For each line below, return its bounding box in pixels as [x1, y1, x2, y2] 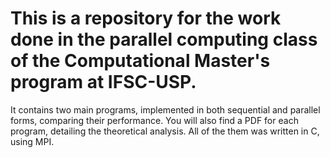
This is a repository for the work [10, 7, 282, 30]
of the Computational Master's [10, 50, 271, 72]
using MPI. [10, 135, 55, 147]
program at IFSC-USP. [10, 71, 197, 94]
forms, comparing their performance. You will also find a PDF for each [10, 114, 299, 126]
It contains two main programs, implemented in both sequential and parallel [10, 103, 321, 116]
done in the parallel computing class [10, 28, 318, 51]
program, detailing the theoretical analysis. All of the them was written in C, [10, 125, 320, 137]
